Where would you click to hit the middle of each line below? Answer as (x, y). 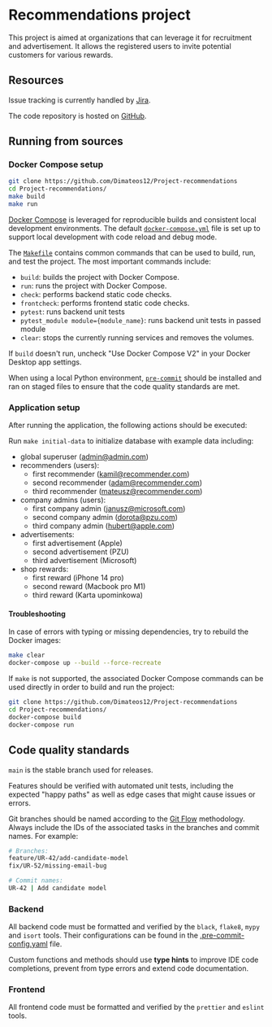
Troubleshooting (37, 614)
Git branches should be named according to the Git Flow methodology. (127, 819)
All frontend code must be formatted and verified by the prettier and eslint (136, 1007)
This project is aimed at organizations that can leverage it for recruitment (130, 37)
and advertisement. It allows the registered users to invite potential (120, 46)
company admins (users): (63, 500)
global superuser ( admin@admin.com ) (84, 457)
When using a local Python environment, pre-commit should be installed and (135, 378)
